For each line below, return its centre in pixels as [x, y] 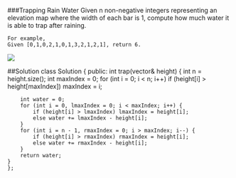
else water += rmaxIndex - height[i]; [90, 143]
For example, [27, 38]
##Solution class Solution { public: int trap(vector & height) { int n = [105, 71]
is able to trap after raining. [47, 25]
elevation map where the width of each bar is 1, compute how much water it [118, 18]
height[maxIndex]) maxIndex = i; [55, 86]
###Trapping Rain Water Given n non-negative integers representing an [112, 10]
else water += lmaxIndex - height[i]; [90, 118]
